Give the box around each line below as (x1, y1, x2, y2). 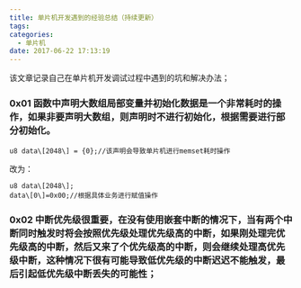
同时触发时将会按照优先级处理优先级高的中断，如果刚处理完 (18, 227, 277, 239)
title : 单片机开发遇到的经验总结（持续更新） (9, 13, 159, 22)
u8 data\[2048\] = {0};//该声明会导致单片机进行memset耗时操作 (9, 147, 231, 156)
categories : (9, 30, 54, 39)
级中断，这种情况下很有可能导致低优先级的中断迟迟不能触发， (9, 254, 277, 266)
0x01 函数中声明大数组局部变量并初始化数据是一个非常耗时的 (9, 97, 272, 110)
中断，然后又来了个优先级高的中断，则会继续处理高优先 (46, 240, 286, 253)
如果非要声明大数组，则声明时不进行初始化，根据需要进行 (27, 111, 277, 123)
